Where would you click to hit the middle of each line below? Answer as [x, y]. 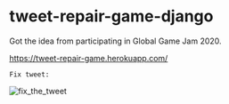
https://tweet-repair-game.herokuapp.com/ [89, 58]
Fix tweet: [29, 74]
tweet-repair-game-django [111, 16]
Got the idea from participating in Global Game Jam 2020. [115, 41]
